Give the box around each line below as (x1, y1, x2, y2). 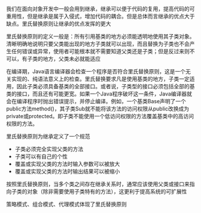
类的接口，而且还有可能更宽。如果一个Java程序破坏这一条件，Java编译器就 (6, 90, 193, 97)
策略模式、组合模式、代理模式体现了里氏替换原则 (6, 200, 127, 208)
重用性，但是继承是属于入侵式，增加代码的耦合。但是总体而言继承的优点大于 (6, 13, 195, 20)
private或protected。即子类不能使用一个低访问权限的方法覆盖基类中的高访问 (6, 113, 194, 119)
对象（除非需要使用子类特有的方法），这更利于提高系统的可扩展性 (26, 188, 187, 195)
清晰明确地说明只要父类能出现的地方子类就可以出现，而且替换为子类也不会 (6, 41, 190, 47)
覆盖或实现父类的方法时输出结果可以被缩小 (14, 168, 120, 175)
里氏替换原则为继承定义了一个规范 (6, 133, 90, 140)
